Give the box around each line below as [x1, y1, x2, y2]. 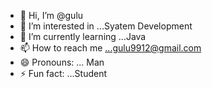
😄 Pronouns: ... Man [19, 56, 105, 68]
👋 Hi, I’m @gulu [19, 10, 84, 21]
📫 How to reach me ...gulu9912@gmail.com [19, 42, 202, 54]
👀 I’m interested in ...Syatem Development [19, 20, 193, 32]
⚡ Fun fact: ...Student [19, 68, 108, 79]
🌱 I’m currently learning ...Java [19, 31, 147, 42]
